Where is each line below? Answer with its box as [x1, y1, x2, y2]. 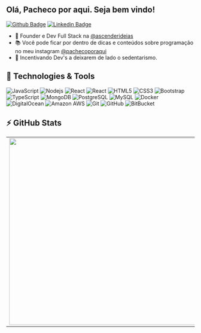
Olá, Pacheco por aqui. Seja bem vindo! [6, 5, 156, 15]
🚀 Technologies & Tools [6, 71, 95, 81]
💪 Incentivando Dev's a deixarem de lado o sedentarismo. [14, 54, 157, 61]
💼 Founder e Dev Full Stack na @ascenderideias [14, 32, 133, 39]
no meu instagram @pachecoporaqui [14, 47, 106, 54]
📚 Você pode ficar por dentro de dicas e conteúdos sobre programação [14, 39, 194, 46]
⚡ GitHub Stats [6, 118, 62, 128]
